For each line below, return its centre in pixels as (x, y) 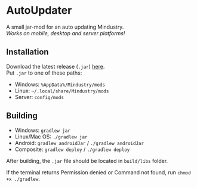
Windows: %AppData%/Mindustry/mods (60, 84)
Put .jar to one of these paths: (44, 73)
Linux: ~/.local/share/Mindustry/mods (62, 91)
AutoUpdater (39, 10)
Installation (27, 52)
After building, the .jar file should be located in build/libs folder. (87, 161)
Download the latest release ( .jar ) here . (56, 66)
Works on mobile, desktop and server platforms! (66, 33)
